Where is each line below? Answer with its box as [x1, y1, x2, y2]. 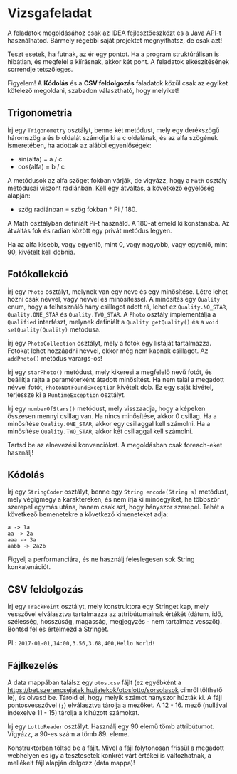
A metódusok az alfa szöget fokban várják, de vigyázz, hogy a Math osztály [7, 176, 228, 184]
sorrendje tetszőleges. [7, 65, 73, 73]
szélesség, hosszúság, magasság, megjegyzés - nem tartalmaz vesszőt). [7, 617, 223, 626]
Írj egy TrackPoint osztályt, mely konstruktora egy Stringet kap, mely [7, 603, 209, 611]
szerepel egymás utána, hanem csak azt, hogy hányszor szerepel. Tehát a [7, 503, 225, 511]
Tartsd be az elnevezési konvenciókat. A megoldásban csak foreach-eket [7, 440, 223, 449]
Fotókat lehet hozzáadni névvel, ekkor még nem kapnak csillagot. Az [7, 346, 209, 355]
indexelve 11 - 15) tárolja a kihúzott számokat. [7, 709, 140, 716]
